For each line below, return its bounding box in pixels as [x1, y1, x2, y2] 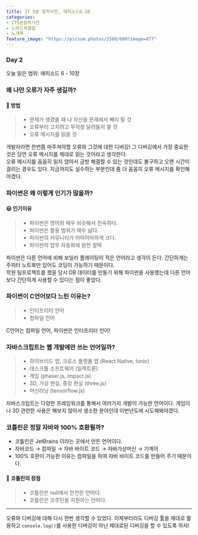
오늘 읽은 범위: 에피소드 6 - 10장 [6, 70, 80, 77]
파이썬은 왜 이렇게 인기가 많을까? [6, 189, 93, 197]
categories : [6, 14, 35, 20]
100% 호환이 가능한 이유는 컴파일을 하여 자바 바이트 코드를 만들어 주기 [14, 453, 176, 460]
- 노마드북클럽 [6, 25, 36, 31]
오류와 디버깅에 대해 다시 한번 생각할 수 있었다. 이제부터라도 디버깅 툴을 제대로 [6, 514, 186, 521]
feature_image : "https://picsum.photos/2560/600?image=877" [6, 36, 157, 42]
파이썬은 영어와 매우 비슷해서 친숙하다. [29, 219, 118, 226]
